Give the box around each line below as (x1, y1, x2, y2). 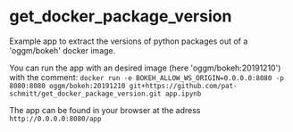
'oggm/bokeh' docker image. (9, 45, 116, 55)
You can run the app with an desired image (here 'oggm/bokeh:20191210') (9, 62, 281, 73)
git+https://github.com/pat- (129, 81, 239, 90)
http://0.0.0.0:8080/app (9, 114, 102, 123)
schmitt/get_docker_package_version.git (9, 89, 163, 98)
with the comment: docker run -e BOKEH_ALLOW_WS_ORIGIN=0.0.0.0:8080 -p (9, 71, 284, 82)
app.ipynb (164, 89, 202, 98)
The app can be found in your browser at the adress (9, 104, 201, 115)
